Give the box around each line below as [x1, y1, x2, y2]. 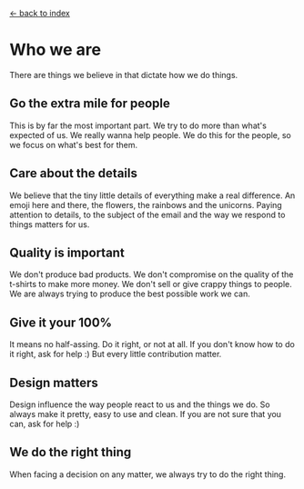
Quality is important [9, 244, 125, 260]
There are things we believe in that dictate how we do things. [9, 69, 238, 80]
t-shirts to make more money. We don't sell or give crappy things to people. [9, 279, 293, 290]
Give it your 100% [9, 314, 112, 330]
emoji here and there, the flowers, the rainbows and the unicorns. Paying [9, 199, 282, 210]
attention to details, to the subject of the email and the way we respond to [9, 209, 286, 220]
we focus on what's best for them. [9, 139, 138, 150]
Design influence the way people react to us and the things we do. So [9, 399, 270, 410]
